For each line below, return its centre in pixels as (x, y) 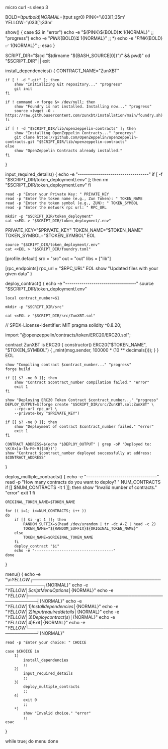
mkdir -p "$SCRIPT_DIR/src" (35, 307)
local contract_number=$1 (32, 298)
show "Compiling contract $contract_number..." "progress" (68, 365)
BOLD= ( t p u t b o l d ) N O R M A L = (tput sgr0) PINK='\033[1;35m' (65, 17)
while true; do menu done (32, 741)
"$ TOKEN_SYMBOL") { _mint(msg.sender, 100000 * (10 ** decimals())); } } (82, 350)
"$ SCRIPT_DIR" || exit (28, 61)
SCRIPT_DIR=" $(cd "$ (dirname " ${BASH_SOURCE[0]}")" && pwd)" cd (78, 56)
